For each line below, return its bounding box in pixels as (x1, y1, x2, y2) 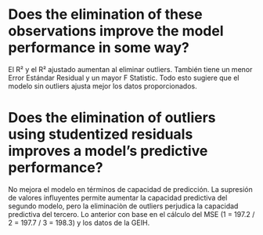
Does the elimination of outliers (8, 109, 217, 127)
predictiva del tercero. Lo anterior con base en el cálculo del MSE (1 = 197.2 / (8, 209, 255, 219)
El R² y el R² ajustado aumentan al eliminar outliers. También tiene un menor (8, 64, 253, 74)
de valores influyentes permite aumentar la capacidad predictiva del (8, 193, 228, 202)
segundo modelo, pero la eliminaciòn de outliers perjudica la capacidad (8, 201, 239, 211)
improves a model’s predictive (8, 143, 208, 160)
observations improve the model (8, 22, 225, 40)
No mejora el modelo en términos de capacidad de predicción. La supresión (8, 184, 253, 193)
